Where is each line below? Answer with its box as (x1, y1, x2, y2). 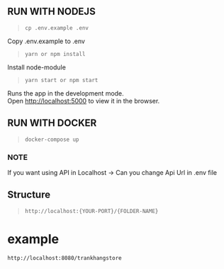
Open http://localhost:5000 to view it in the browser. (7, 96, 160, 105)
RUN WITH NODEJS (7, 6, 96, 18)
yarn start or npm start (24, 76, 99, 84)
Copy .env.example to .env (7, 37, 85, 45)
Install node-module (7, 63, 66, 71)
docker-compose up (24, 136, 79, 143)
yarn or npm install (24, 50, 86, 57)
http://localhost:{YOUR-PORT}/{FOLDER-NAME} (24, 207, 159, 214)
